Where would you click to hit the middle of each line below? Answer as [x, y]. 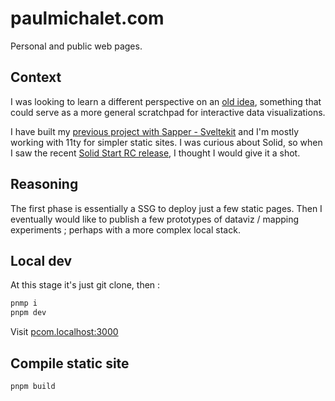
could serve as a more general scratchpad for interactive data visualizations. [168, 112]
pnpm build [33, 386]
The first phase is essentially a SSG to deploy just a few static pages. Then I [166, 208]
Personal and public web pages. [76, 46]
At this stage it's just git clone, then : [85, 285]
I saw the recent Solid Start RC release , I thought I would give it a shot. [155, 153]
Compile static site [70, 363]
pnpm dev [28, 313]
